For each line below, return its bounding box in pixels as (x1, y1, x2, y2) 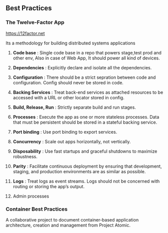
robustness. (12, 153, 38, 159)
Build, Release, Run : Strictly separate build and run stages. (12, 104, 136, 110)
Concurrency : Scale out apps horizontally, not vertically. (12, 138, 131, 144)
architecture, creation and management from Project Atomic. (5, 222, 130, 228)
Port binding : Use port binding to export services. (12, 129, 117, 135)
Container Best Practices (5, 206, 68, 213)
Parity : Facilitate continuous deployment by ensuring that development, (12, 163, 162, 169)
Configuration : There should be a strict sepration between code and (12, 74, 156, 80)
